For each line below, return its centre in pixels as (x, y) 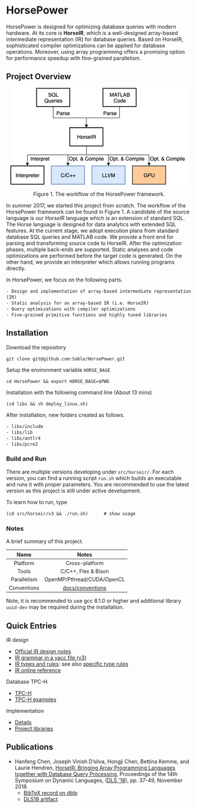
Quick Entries (32, 626)
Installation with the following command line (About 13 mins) (79, 392)
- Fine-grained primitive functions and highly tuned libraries (87, 315)
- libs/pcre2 (22, 444)
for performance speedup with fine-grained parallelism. (74, 58)
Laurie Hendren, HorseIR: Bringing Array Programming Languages (95, 768)
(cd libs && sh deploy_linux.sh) (47, 404)
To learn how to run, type (37, 502)
